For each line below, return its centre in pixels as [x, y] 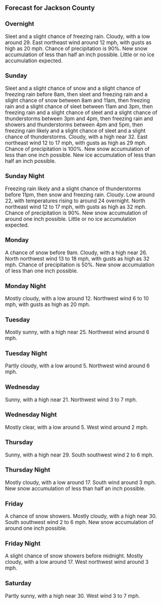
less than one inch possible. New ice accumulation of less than [80, 155]
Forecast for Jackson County [50, 8]
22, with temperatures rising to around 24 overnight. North [75, 201]
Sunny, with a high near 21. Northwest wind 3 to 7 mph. [71, 400]
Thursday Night [28, 470]
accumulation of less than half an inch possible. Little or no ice [80, 54]
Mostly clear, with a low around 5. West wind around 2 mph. [77, 427]
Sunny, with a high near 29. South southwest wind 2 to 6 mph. [79, 455]
